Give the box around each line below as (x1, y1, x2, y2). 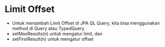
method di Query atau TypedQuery (12, 25, 85, 31)
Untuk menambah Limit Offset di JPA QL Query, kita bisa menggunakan (12, 20, 160, 26)
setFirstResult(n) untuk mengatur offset (12, 36, 94, 42)
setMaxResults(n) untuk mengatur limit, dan (12, 30, 103, 36)
